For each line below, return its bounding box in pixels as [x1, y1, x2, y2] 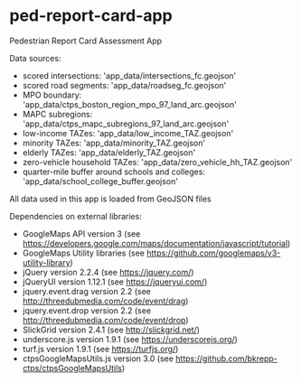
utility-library [22, 256, 71, 267]
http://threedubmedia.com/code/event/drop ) [22, 314, 189, 325]
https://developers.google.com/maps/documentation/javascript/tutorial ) [22, 238, 291, 248]
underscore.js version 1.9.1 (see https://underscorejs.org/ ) [22, 333, 238, 344]
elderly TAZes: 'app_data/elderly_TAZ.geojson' [22, 146, 196, 158]
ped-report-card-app [9, 5, 174, 26]
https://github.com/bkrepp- [175, 353, 278, 364]
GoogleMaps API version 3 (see [22, 228, 141, 239]
